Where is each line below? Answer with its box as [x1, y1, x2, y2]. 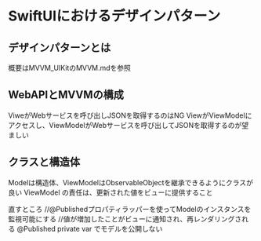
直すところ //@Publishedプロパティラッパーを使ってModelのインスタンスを [8, 204, 252, 214]
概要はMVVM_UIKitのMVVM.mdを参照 [8, 64, 132, 72]
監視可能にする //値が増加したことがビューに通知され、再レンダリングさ [8, 214, 242, 224]
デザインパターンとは [8, 41, 111, 54]
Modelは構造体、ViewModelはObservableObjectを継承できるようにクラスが [8, 177, 253, 187]
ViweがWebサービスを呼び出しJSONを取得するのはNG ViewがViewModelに [8, 111, 252, 120]
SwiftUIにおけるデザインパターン [8, 7, 221, 25]
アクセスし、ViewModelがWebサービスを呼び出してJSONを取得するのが [8, 120, 242, 130]
